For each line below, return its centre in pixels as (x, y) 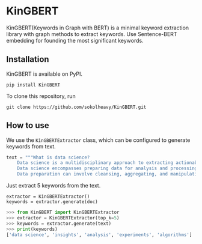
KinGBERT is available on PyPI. (44, 74)
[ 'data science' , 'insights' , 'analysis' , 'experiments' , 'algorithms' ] (99, 235)
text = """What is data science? (48, 157)
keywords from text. (31, 146)
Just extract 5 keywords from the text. (54, 186)
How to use (28, 125)
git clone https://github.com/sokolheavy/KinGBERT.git (76, 107)
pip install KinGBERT (33, 85)
